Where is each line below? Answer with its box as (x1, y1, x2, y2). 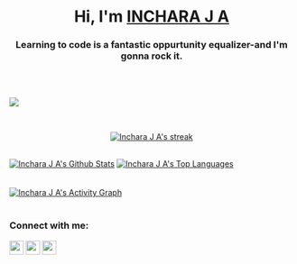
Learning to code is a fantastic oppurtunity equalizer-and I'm (15, 39, 288, 51)
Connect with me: (9, 219, 89, 232)
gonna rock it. (120, 50, 183, 62)
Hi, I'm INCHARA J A (73, 6, 230, 27)
